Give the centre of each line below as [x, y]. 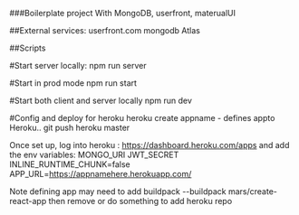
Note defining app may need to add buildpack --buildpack [118, 192]
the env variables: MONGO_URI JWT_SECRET [94, 154]
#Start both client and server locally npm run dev [101, 100]
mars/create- [253, 192]
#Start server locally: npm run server [78, 65]
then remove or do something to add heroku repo [140, 201]
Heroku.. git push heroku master [70, 127]
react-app [28, 201]
